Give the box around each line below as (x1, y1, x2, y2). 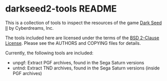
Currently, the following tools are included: (5, 50, 94, 56)
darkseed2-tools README (5, 3, 117, 15)
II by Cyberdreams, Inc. (5, 25, 54, 31)
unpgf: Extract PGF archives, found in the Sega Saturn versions (12, 59, 145, 65)
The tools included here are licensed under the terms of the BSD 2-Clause (5, 35, 159, 41)
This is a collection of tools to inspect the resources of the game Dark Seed (5, 20, 162, 26)
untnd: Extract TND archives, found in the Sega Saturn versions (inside (12, 65, 160, 71)
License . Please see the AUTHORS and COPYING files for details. (5, 40, 141, 46)
